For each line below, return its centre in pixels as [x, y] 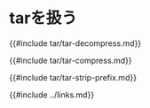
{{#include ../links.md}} [52, 95]
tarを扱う [43, 18]
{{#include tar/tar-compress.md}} [71, 60]
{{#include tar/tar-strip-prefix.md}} [73, 77]
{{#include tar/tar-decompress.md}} [75, 43]
